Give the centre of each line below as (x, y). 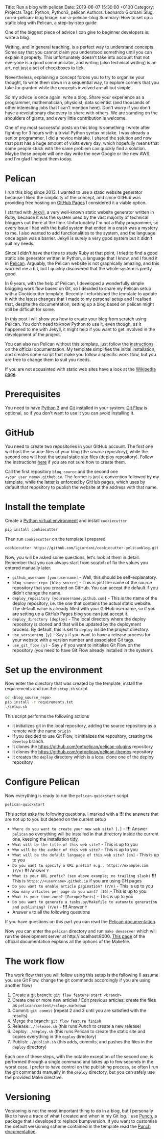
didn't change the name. (37, 593)
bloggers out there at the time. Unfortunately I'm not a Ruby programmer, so (82, 222)
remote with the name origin (41, 731)
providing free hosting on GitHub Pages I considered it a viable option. (76, 203)
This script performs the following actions (47, 716)
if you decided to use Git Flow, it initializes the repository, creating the (82, 736)
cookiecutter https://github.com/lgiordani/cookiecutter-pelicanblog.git (82, 548)
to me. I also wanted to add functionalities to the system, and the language (80, 233)
